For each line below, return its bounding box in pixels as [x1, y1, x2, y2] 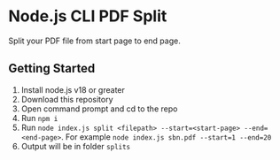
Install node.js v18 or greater [20, 84, 126, 95]
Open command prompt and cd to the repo [20, 103, 178, 114]
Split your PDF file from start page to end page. [8, 35, 181, 46]
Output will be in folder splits [20, 141, 131, 151]
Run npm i [20, 112, 58, 123]
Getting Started [8, 61, 96, 76]
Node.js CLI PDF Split [8, 6, 167, 27]
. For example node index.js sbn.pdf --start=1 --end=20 [60, 131, 272, 142]
